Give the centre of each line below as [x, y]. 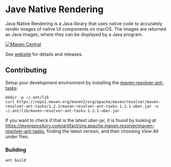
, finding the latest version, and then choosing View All [101, 131]
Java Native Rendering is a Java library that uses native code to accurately [84, 23]
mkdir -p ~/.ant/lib [27, 97]
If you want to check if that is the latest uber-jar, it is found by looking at [81, 120]
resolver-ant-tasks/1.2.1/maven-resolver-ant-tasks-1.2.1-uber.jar [79, 106]
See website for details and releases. [44, 54]
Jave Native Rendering [54, 9]
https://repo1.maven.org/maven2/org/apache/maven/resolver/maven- [89, 102]
